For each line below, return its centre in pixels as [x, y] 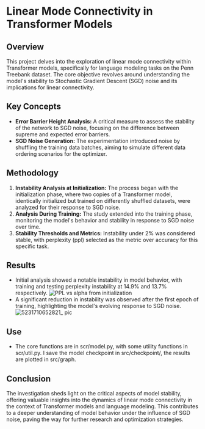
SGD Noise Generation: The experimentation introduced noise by [97, 141]
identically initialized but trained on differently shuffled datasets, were [103, 200]
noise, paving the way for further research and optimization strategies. [95, 419]
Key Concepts [34, 107]
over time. [28, 227]
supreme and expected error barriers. [63, 134]
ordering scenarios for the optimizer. [61, 153]
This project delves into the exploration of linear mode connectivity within [99, 61]
